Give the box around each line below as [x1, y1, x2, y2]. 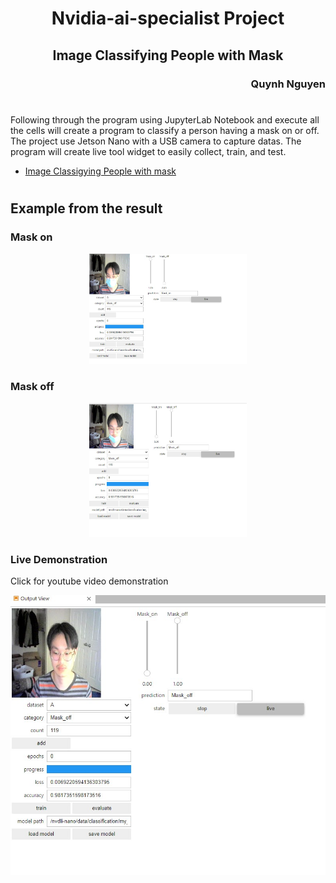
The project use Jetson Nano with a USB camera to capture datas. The [10, 135, 302, 147]
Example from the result [10, 200, 163, 217]
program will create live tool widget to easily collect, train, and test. [10, 145, 287, 157]
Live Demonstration [10, 552, 108, 566]
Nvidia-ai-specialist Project [51, 7, 285, 30]
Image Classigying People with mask [24, 165, 177, 177]
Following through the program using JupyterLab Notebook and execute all [10, 113, 320, 126]
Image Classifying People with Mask [52, 47, 284, 64]
